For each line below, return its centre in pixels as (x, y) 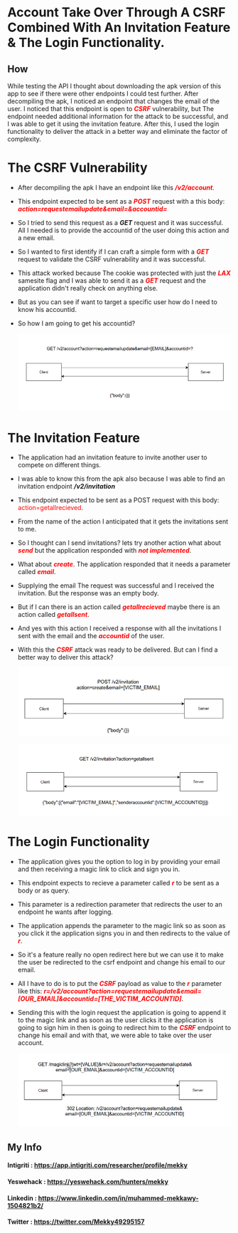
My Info (25, 1147)
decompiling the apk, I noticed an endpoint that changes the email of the (114, 101)
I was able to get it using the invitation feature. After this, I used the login (113, 124)
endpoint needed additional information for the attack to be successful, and (118, 116)
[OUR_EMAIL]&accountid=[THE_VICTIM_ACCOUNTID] (100, 999)
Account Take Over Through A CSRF (117, 12)
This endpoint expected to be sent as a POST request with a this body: (121, 201)
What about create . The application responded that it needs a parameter (124, 564)
